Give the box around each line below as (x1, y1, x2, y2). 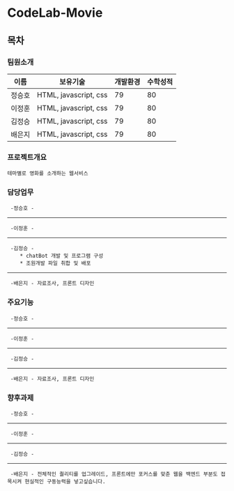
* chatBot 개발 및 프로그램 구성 (19, 253, 104, 260)
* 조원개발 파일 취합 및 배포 (19, 260, 91, 267)
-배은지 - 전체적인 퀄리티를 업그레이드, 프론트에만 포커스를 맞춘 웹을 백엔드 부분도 (10, 471, 218, 478)
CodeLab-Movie (7, 5, 103, 21)
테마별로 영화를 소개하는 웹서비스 (7, 170, 88, 177)
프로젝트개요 (7, 152, 47, 162)
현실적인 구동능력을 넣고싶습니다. (24, 478, 106, 485)
